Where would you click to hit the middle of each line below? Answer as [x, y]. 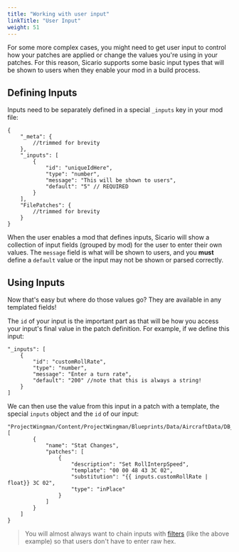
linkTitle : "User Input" [44, 21]
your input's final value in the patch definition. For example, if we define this [118, 328]
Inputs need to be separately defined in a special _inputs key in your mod [115, 110]
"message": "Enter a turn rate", [83, 374]
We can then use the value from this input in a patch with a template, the [113, 406]
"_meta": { [36, 137]
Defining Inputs [42, 92]
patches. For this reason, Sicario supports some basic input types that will [116, 63]
